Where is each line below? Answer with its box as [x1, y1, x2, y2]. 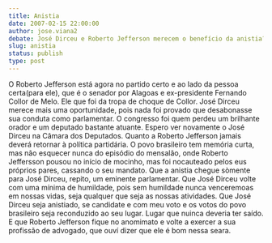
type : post [8, 58, 45, 66]
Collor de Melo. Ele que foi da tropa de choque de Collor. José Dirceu [8, 96, 240, 106]
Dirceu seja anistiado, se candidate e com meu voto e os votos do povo [8, 199, 247, 209]
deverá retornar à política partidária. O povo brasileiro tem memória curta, [8, 139, 255, 149]
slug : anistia [8, 42, 57, 50]
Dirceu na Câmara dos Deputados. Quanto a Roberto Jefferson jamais [8, 130, 241, 140]
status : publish [8, 49, 63, 58]
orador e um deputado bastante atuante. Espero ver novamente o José [8, 122, 245, 132]
